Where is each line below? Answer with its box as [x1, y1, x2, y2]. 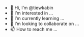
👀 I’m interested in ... [10, 10, 53, 16]
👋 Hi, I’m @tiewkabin [10, 5, 53, 10]
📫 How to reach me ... [10, 26, 58, 32]
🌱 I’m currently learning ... [10, 15, 65, 21]
